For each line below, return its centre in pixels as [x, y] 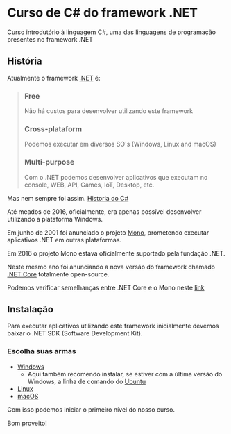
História [25, 61]
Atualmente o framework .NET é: [54, 78]
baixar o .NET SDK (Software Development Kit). [75, 333]
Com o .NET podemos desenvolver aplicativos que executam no [116, 177]
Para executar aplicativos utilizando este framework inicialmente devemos [113, 326]
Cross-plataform [53, 128]
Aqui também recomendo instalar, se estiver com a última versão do [125, 374]
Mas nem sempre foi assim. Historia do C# [68, 198]
